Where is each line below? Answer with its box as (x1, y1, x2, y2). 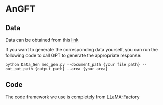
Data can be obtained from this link (5, 37, 79, 43)
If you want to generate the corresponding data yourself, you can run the (5, 47, 158, 52)
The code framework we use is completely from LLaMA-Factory (5, 94, 140, 100)
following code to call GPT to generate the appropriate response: (5, 52, 142, 58)
